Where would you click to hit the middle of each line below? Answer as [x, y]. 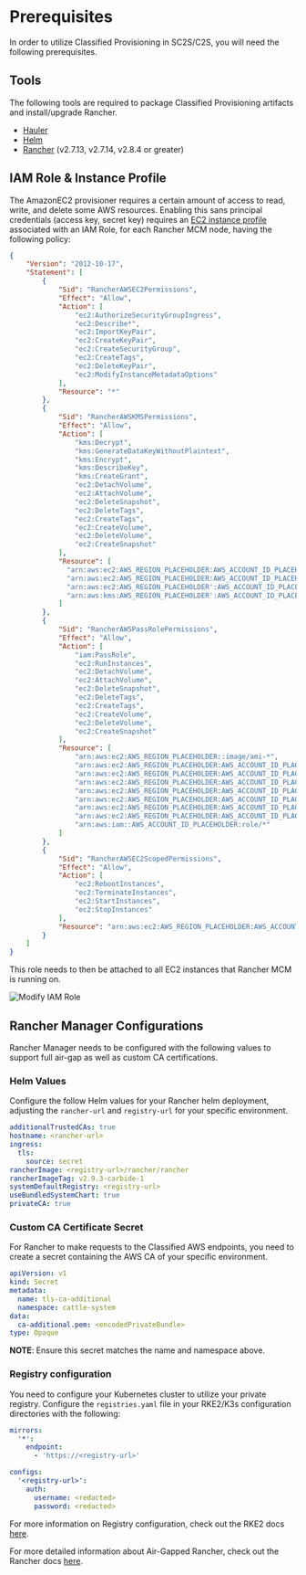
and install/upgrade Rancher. [64, 112]
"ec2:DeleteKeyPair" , [115, 366]
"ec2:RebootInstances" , [120, 884]
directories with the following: [65, 1413]
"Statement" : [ [55, 273]
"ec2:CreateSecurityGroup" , [127, 349]
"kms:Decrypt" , [103, 442]
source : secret [55, 1161]
